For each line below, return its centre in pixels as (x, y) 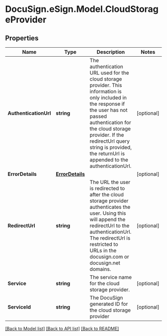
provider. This (106, 85)
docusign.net (105, 263)
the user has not (109, 110)
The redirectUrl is (110, 238)
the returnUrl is (107, 154)
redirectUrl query (110, 141)
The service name (111, 277)
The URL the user (110, 182)
